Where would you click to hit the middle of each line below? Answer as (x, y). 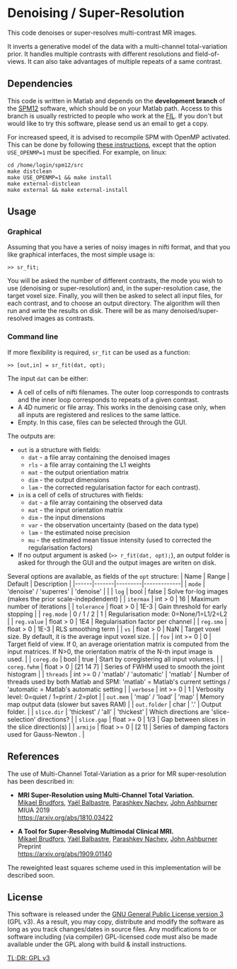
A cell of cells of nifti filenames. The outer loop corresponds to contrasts (123, 392)
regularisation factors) (60, 548)
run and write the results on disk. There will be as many (88, 311)
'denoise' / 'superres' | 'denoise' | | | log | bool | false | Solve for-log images (118, 591)
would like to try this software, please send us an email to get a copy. (108, 123)
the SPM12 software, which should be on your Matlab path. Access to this (115, 108)
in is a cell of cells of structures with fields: (80, 494)
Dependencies (40, 84)
